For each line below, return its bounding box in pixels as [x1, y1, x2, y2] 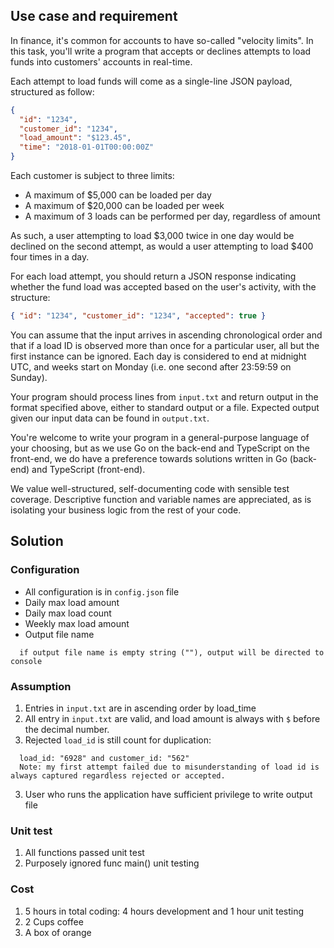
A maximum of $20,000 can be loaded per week [24, 200, 225, 212]
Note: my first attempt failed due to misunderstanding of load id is [19, 762, 320, 772]
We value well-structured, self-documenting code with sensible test [10, 482, 290, 494]
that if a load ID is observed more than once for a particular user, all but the [10, 339, 320, 351]
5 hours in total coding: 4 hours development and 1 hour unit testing [24, 905, 305, 917]
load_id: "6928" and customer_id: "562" [19, 753, 190, 763]
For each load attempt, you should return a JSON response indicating [10, 270, 297, 283]
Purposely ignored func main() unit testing [24, 857, 200, 869]
